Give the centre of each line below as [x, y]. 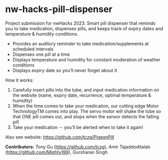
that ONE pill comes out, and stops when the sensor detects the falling [86, 116]
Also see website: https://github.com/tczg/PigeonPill [60, 137]
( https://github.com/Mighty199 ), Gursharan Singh [57, 152]
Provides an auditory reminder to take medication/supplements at [80, 43]
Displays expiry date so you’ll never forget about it [65, 70]
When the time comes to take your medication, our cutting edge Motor [86, 106]
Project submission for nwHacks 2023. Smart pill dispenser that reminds [80, 23]
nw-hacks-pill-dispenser [59, 9]
